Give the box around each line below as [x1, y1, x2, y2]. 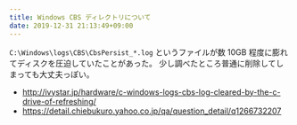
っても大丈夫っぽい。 [16, 68, 95, 80]
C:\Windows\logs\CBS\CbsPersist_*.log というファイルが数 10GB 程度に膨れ [9, 46, 288, 58]
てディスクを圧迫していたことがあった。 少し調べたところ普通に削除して [9, 58, 276, 68]
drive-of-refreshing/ [21, 96, 96, 106]
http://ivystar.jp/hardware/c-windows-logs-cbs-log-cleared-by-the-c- [21, 86, 281, 98]
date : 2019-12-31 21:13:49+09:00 [9, 21, 134, 30]
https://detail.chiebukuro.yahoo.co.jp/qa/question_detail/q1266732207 [21, 105, 282, 116]
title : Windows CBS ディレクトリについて [9, 12, 152, 22]
